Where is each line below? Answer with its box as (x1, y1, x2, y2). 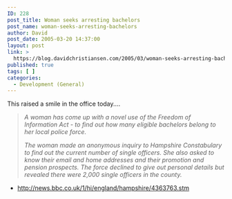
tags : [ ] (7, 68, 36, 75)
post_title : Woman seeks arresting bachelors (7, 17, 140, 23)
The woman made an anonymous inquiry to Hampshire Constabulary (23, 141, 222, 149)
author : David (7, 29, 48, 37)
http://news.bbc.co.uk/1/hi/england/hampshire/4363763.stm (17, 184, 190, 192)
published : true (7, 61, 54, 68)
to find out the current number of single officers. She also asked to (23, 149, 215, 157)
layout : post (7, 42, 45, 49)
